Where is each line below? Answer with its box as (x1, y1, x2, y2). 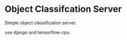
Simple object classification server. (4, 20, 77, 26)
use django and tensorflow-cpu (4, 29, 70, 35)
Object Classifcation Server (4, 3, 122, 15)
